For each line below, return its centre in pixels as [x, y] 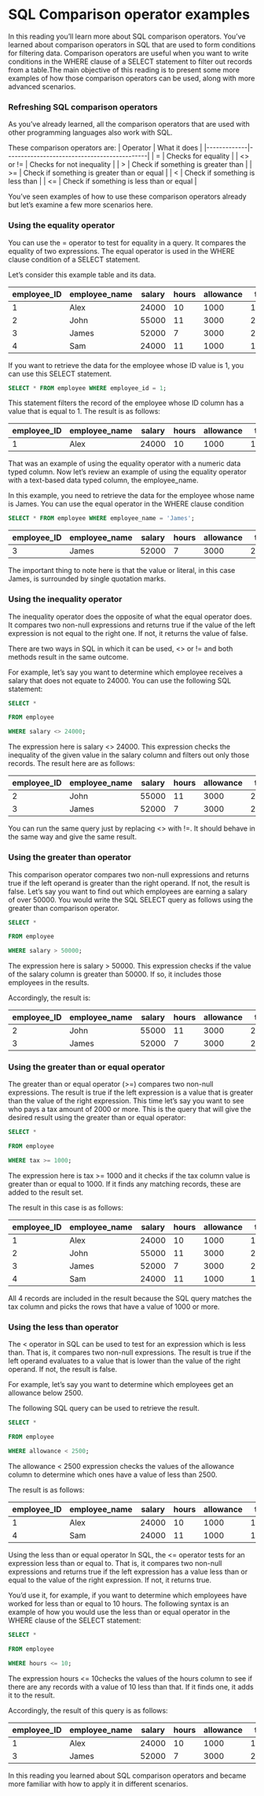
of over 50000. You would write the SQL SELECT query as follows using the [131, 899]
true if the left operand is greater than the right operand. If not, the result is [129, 883]
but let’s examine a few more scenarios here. [81, 205]
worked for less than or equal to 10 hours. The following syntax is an [119, 1603]
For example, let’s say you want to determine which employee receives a [126, 672]
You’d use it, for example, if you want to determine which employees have [128, 1595]
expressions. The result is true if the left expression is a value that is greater [131, 1092]
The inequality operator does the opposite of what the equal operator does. [130, 616]
